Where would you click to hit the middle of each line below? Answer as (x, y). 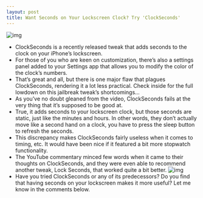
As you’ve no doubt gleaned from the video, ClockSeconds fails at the (103, 99)
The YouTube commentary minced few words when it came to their (99, 157)
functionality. (31, 150)
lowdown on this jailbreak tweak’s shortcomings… (77, 92)
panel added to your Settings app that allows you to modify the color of (104, 66)
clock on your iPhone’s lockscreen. (59, 53)
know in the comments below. (52, 189)
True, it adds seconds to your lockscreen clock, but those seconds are (103, 111)
